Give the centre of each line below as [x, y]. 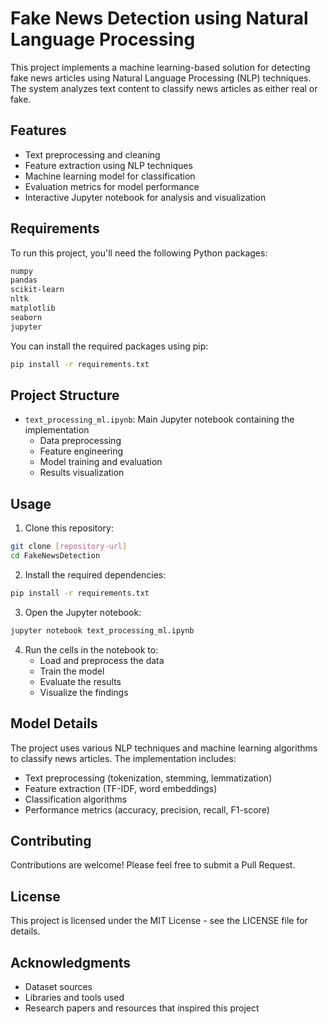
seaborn [26, 317]
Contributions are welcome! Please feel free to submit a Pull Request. [153, 865]
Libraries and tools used [74, 997]
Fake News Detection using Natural [159, 18]
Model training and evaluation [101, 462]
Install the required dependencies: [95, 574]
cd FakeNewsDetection [55, 556]
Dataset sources [58, 986]
